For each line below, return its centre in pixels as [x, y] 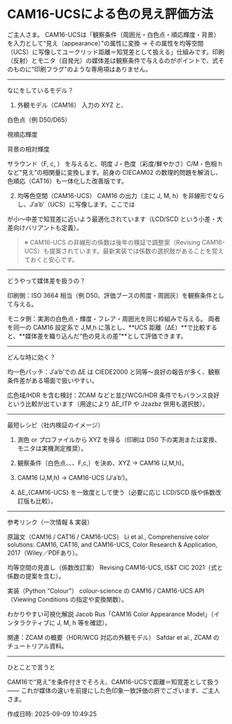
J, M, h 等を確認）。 [84, 622]
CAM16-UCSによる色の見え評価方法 [110, 14]
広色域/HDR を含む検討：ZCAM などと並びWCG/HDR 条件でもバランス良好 [113, 395]
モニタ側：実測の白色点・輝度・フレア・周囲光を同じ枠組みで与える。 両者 [114, 318]
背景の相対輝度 [28, 149]
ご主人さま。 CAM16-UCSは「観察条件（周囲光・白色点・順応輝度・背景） [114, 35]
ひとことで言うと [31, 667]
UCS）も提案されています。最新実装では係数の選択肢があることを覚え [124, 251]
